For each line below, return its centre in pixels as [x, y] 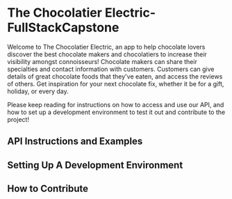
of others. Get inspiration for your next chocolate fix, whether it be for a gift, [116, 83]
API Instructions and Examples [75, 142]
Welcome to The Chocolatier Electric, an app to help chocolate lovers [106, 47]
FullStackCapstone [63, 27]
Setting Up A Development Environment [95, 165]
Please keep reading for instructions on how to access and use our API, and [116, 104]
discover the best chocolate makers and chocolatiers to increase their [107, 54]
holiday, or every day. [38, 91]
